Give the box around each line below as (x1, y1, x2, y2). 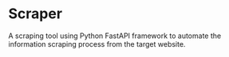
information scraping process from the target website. (8, 39, 186, 48)
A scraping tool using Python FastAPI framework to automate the (8, 31, 222, 40)
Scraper (8, 5, 62, 23)
